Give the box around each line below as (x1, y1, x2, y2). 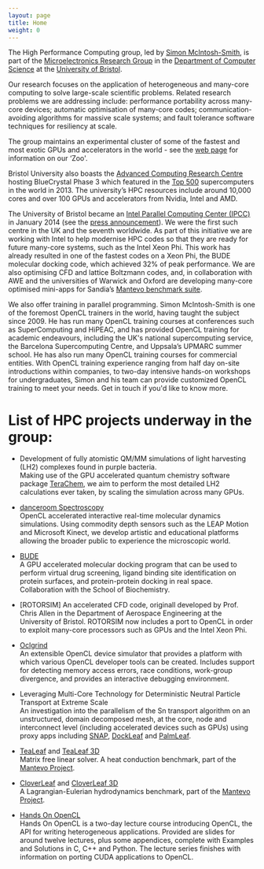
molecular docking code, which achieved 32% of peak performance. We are (8, 259, 255, 269)
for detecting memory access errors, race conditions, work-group (19, 666, 233, 675)
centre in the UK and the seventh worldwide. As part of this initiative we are (8, 226, 253, 236)
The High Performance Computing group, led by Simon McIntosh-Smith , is (8, 48, 250, 58)
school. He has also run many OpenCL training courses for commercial (8, 350, 237, 359)
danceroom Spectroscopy (19, 503, 104, 512)
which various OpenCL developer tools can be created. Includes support (19, 657, 255, 667)
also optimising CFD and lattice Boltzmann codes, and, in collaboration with (8, 268, 253, 277)
